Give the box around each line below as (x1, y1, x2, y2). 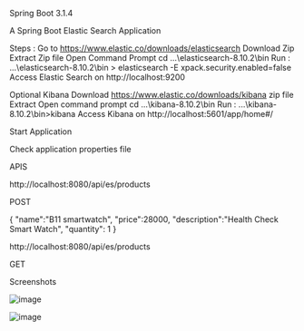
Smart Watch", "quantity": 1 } (9, 224, 117, 234)
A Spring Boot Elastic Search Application (9, 25, 162, 35)
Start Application (9, 126, 73, 137)
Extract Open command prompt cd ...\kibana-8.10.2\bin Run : (9, 99, 237, 110)
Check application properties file (9, 144, 132, 154)
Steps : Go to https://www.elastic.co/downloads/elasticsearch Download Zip (9, 43, 295, 54)
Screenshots (9, 277, 57, 287)
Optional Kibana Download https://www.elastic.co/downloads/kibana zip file (9, 90, 294, 100)
